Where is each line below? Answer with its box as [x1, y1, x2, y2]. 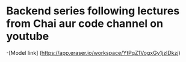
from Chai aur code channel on [6, 17, 164, 30]
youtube [6, 30, 49, 43]
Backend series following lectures [6, 4, 180, 18]
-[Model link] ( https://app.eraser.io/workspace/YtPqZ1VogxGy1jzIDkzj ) [6, 49, 181, 56]
